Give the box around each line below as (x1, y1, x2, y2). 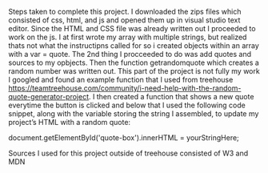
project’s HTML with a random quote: (8, 118, 130, 127)
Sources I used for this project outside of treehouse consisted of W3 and (8, 148, 249, 158)
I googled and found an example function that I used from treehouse (8, 75, 234, 84)
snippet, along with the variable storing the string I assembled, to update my (8, 109, 259, 119)
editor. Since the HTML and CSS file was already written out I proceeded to (8, 24, 256, 33)
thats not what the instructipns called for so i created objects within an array (8, 41, 260, 50)
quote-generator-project (8, 92, 90, 101)
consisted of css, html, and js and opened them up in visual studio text (8, 15, 241, 25)
